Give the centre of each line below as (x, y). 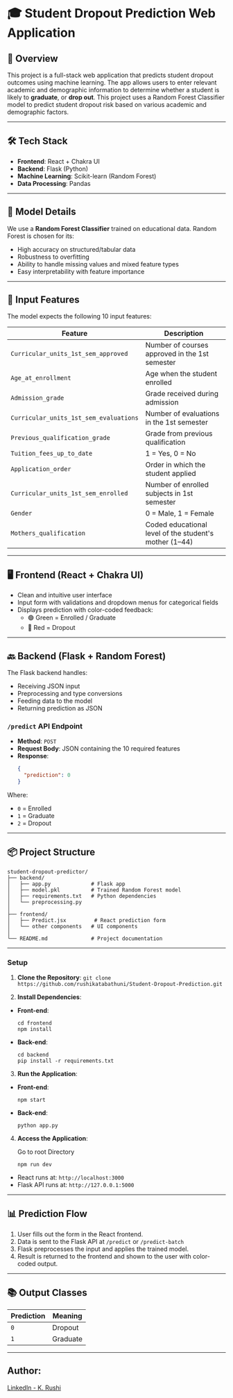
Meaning (67, 1315)
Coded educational (176, 525)
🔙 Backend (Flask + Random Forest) (87, 656)
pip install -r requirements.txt (66, 1061)
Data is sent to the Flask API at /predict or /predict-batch (101, 1241)
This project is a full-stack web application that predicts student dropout (110, 75)
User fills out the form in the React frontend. (80, 1234)
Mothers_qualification (48, 534)
